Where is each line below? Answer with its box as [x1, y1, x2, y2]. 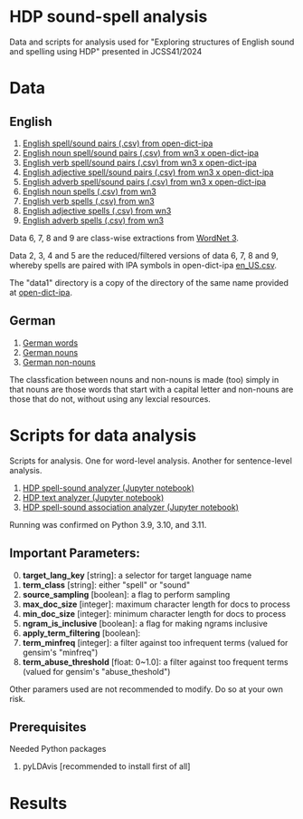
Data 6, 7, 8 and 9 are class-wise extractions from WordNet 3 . [9, 232, 240, 243]
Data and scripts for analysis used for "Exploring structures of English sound [9, 36, 295, 47]
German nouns [22, 346, 79, 357]
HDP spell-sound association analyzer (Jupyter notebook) [22, 502, 240, 512]
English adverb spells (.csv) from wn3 [22, 215, 165, 226]
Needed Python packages [9, 744, 107, 755]
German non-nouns [22, 356, 97, 367]
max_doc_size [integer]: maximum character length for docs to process [22, 599, 291, 609]
